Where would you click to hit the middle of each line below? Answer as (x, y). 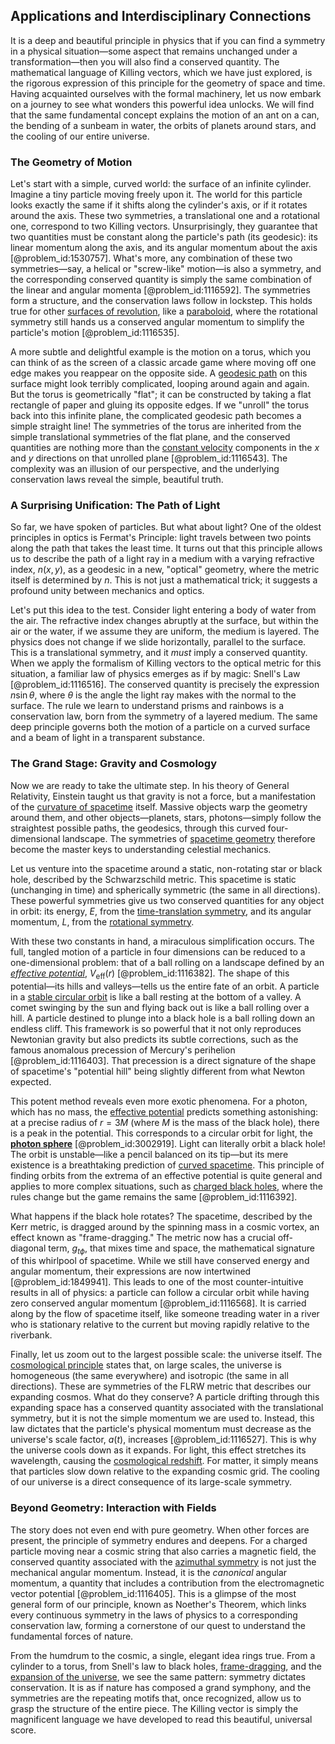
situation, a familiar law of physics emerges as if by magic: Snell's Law (155, 674)
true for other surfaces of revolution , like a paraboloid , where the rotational (164, 311)
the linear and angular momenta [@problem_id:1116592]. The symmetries (160, 290)
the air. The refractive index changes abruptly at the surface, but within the (164, 621)
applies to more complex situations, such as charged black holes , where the (166, 1186)
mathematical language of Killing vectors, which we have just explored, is (161, 72)
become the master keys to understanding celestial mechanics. (141, 849)
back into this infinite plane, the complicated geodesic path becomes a (156, 416)
